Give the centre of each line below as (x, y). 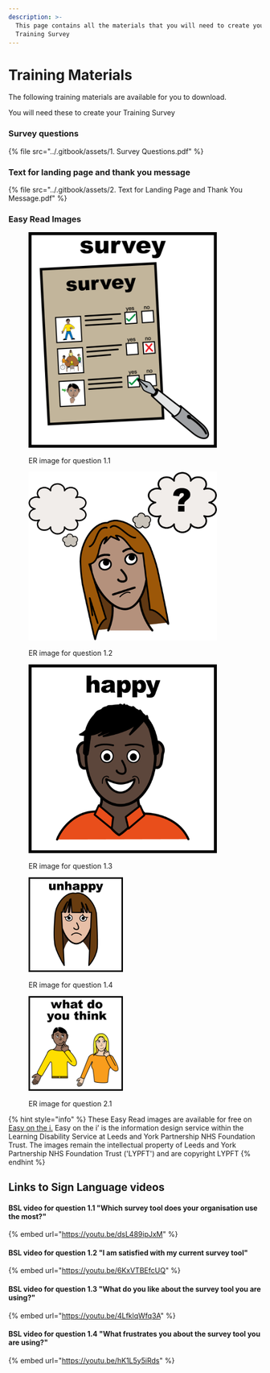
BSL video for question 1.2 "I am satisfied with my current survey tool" (128, 1252)
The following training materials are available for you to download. (118, 97)
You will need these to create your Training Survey (92, 113)
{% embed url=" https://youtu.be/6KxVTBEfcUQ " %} (94, 1271)
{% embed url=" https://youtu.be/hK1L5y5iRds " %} (92, 1360)
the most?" (27, 1216)
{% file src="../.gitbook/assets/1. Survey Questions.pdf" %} (106, 151)
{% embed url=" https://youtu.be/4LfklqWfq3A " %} (92, 1315)
